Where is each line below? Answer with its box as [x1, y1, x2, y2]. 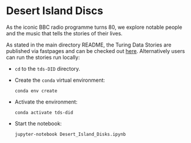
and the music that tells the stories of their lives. [6, 29, 123, 36]
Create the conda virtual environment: [14, 77, 105, 84]
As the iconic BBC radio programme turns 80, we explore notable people [6, 24, 183, 31]
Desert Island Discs [6, 4, 103, 18]
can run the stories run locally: [6, 54, 80, 61]
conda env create [14, 88, 58, 94]
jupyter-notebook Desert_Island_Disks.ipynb [14, 131, 126, 137]
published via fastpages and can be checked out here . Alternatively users [6, 47, 185, 54]
